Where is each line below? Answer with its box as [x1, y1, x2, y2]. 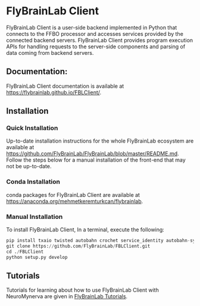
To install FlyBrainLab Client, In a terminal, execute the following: [6, 226, 165, 233]
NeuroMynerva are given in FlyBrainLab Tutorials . [6, 293, 128, 300]
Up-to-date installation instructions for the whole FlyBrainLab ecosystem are [6, 137, 194, 144]
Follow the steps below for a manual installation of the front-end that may [6, 156, 186, 163]
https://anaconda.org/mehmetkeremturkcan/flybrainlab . [6, 197, 143, 205]
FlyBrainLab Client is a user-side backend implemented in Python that [6, 24, 177, 31]
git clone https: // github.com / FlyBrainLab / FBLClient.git [6, 243, 151, 249]
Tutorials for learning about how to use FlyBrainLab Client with [6, 286, 159, 293]
